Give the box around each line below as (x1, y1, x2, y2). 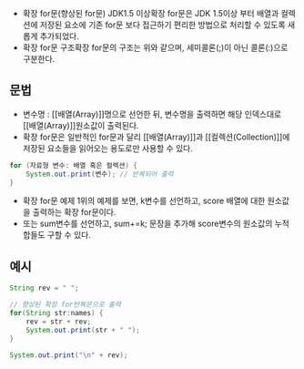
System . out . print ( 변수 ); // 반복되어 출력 (25, 169, 175, 179)
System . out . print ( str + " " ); (25, 325, 141, 334)
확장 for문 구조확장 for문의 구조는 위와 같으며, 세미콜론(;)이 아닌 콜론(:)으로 (22, 42, 289, 53)
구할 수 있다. (46, 230, 91, 241)
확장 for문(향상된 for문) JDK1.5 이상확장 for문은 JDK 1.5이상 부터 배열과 (22, 8, 279, 18)
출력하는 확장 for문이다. (32, 207, 117, 218)
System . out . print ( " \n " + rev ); (9, 350, 128, 360)
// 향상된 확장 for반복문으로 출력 (9, 300, 121, 310)
